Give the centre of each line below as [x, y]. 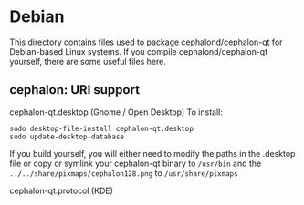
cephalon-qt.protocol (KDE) [62, 190]
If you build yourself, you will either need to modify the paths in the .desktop [152, 153]
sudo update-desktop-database [67, 137]
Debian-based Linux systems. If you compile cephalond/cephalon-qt [139, 51]
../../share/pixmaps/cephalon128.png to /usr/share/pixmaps [124, 173]
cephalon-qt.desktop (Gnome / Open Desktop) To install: [116, 112]
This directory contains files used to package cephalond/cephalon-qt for [146, 42]
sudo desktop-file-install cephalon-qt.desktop [102, 128]
